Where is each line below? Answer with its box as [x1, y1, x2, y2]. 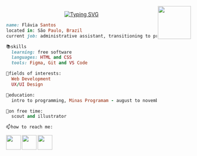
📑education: [6, 92, 35, 98]
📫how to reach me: [6, 124, 53, 130]
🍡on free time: [6, 108, 43, 114]
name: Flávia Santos [6, 22, 57, 28]
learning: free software [11, 49, 72, 55]
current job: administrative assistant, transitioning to [6, 33, 151, 39]
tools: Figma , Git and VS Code [11, 60, 88, 66]
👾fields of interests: [6, 70, 62, 77]
